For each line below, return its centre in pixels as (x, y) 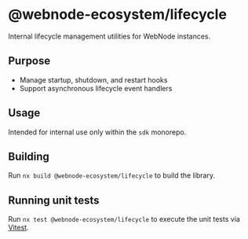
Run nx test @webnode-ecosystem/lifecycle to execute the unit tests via (124, 219)
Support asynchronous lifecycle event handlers (96, 88)
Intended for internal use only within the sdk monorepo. (97, 132)
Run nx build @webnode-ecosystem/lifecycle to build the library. (112, 175)
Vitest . (18, 228)
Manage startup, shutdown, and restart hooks (93, 79)
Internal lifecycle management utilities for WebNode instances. (109, 36)
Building (29, 156)
